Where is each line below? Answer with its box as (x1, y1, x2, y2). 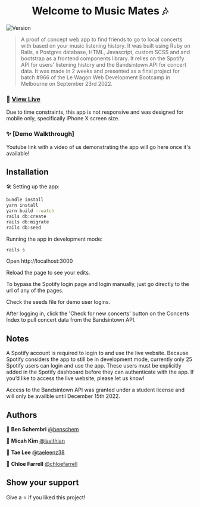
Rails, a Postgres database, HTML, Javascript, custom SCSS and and (20, 48, 190, 55)
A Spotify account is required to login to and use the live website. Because (6, 350, 189, 357)
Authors (6, 410, 37, 420)
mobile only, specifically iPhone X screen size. (6, 115, 120, 122)
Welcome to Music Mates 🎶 (32, 4, 168, 18)
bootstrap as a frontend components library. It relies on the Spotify (20, 55, 185, 62)
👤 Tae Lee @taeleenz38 (6, 449, 65, 456)
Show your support (6, 478, 79, 488)
